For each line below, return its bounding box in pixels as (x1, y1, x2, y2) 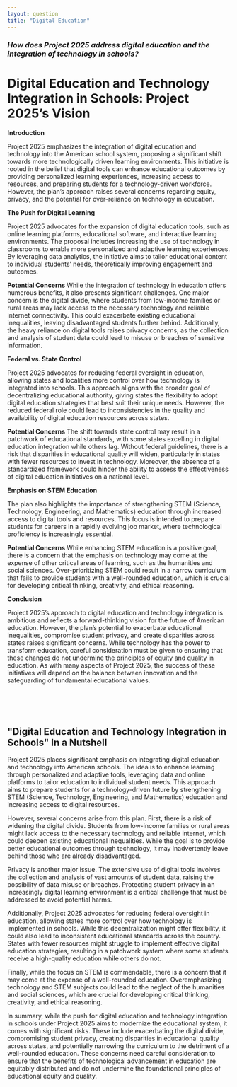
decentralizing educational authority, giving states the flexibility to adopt (7, 391, 218, 400)
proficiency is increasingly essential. (7, 530, 114, 538)
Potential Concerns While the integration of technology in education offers (7, 281, 226, 290)
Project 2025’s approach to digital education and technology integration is (7, 609, 224, 617)
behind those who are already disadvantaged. (7, 851, 141, 860)
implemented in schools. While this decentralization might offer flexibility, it (7, 924, 226, 933)
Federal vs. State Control (7, 355, 82, 364)
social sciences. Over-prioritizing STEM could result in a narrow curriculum (7, 566, 226, 575)
